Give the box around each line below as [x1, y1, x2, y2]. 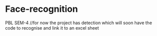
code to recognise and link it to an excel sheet [5, 25, 99, 31]
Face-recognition [5, 3, 78, 15]
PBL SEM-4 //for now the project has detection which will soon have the [5, 20, 153, 26]
